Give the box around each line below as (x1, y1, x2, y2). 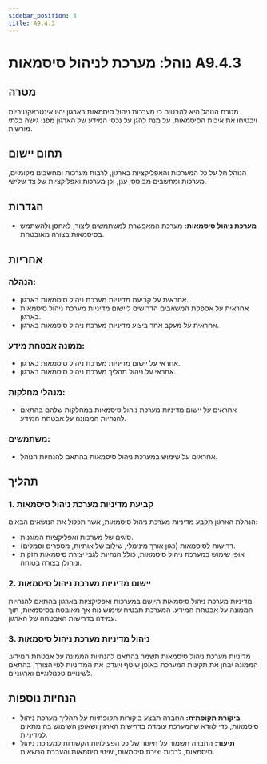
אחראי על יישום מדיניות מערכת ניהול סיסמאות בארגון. (19, 358, 181, 368)
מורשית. (8, 123, 34, 133)
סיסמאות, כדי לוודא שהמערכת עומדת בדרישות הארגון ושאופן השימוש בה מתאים (19, 721, 259, 730)
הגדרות (8, 199, 44, 213)
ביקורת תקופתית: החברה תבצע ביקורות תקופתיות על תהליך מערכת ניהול (19, 713, 241, 722)
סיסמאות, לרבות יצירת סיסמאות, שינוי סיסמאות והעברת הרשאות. (19, 746, 215, 756)
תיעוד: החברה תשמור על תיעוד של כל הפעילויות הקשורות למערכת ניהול (19, 738, 235, 748)
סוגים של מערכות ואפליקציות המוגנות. (19, 533, 133, 542)
